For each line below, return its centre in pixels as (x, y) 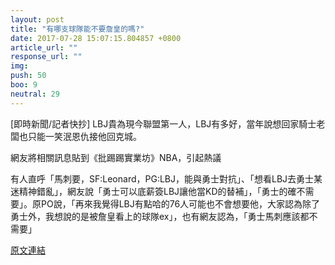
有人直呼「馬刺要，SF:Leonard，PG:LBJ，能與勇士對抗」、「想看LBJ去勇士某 (166, 178)
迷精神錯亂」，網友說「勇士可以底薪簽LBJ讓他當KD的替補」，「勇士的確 (153, 191)
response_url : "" (46, 57)
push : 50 (28, 76)
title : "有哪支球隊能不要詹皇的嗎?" (77, 29)
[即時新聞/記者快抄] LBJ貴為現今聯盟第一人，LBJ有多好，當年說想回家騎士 (163, 123)
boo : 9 (24, 85)
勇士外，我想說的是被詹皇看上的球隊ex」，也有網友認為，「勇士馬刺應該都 (160, 216)
